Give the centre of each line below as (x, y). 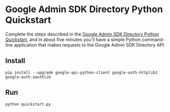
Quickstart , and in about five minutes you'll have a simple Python (73, 40)
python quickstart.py (28, 104)
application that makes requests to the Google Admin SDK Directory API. (90, 45)
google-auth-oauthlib (28, 77)
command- (153, 40)
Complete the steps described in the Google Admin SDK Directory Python (82, 34)
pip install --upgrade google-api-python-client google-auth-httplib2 (81, 72)
